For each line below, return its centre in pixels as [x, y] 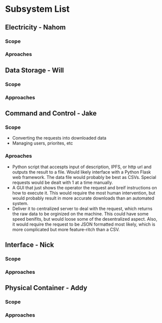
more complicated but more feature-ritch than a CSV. [66, 229]
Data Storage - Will [35, 70]
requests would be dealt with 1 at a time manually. [62, 182]
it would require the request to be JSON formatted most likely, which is [84, 224]
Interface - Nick [29, 245]
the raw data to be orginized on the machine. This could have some [80, 214]
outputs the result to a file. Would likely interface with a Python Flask [81, 172]
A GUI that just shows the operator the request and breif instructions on [84, 187]
